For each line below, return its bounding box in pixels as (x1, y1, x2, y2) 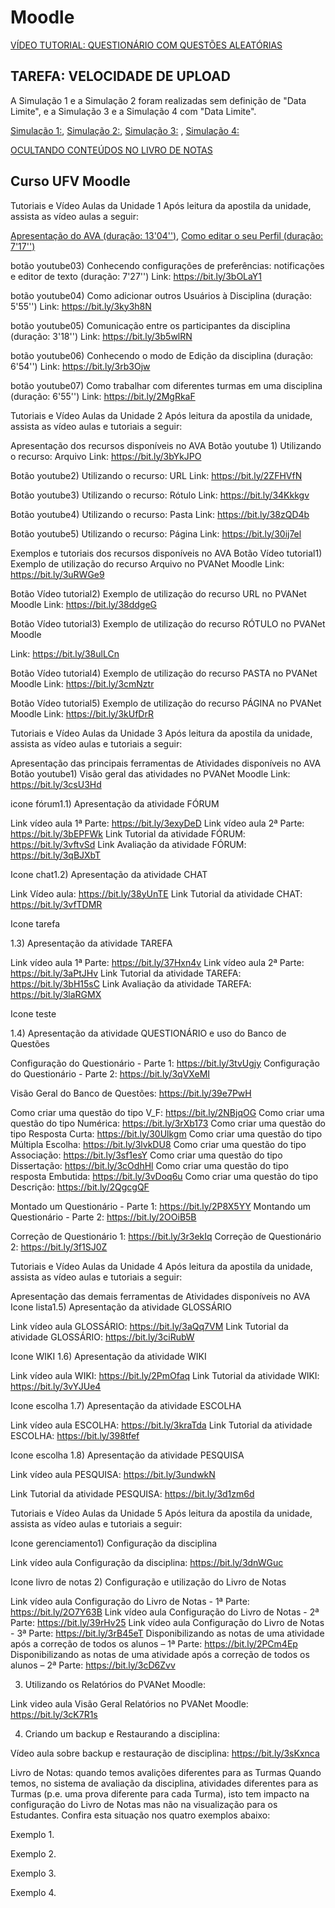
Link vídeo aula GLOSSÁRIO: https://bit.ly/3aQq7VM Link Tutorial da (10, 1320, 289, 1332)
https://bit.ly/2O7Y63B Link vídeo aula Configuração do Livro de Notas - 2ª (10, 1606, 320, 1618)
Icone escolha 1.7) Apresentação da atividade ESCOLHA (10, 1399, 242, 1411)
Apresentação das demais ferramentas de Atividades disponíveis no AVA (10, 1290, 311, 1302)
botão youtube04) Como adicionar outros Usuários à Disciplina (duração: (10, 289, 313, 301)
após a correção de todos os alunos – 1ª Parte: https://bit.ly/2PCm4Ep (10, 1637, 298, 1650)
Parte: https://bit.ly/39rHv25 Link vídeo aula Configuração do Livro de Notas (10, 1616, 325, 1628)
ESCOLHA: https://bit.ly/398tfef (10, 1429, 140, 1441)
